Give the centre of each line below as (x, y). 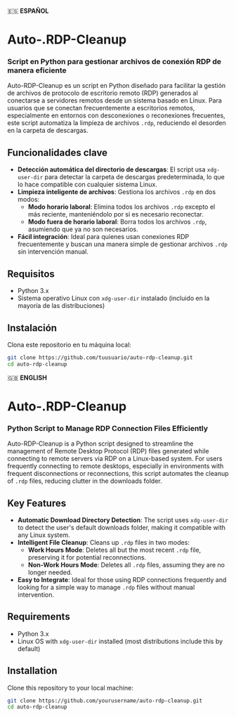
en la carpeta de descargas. (48, 131)
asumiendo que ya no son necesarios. (83, 229)
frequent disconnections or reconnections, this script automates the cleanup (118, 474)
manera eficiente (37, 70)
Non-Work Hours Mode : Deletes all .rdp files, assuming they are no (126, 564)
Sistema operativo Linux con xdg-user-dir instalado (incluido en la (113, 298)
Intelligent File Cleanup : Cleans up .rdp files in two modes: (103, 542)
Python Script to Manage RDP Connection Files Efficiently (108, 428)
